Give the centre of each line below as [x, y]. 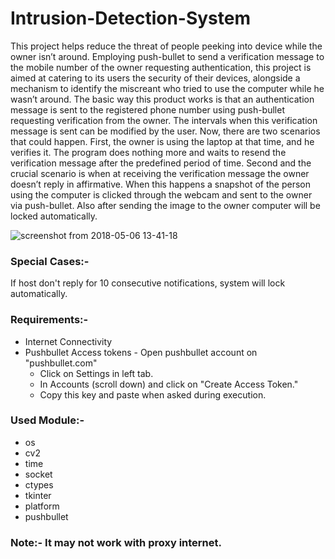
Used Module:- [47, 420]
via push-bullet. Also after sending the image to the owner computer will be [165, 205]
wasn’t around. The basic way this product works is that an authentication [162, 99]
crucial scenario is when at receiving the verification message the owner [160, 173]
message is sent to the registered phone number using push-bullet [147, 109]
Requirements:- [49, 320]
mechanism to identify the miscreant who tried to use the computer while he [167, 88]
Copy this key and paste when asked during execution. [153, 394]
